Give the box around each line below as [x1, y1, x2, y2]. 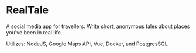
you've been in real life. [6, 29, 63, 36]
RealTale [6, 3, 49, 17]
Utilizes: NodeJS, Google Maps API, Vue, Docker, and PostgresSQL [6, 40, 168, 47]
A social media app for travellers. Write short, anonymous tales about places [6, 23, 190, 30]
